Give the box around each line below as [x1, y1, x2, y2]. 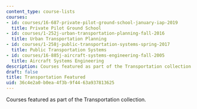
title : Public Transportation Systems [11, 47, 107, 53]
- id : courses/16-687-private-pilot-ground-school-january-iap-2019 [6, 19, 178, 25]
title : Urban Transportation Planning [11, 36, 107, 42]
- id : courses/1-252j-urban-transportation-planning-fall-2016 [6, 31, 165, 37]
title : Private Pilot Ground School [11, 25, 101, 31]
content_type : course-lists [6, 8, 75, 15]
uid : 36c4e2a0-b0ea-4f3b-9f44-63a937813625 [6, 80, 115, 86]
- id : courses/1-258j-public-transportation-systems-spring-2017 [6, 42, 170, 48]
